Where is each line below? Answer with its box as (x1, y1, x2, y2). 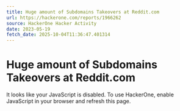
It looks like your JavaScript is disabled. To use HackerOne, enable (6, 91, 174, 98)
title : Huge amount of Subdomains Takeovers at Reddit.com (6, 9, 160, 15)
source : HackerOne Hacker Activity (6, 20, 97, 26)
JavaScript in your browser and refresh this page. (6, 98, 131, 105)
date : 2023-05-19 (6, 26, 51, 32)
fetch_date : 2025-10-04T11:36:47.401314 (6, 32, 111, 38)
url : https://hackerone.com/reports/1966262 (6, 15, 121, 21)
